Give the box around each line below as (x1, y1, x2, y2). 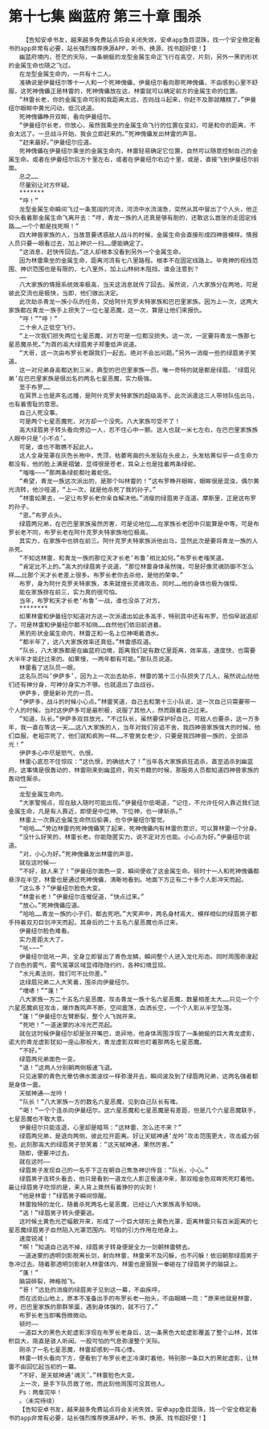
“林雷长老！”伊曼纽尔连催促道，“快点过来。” (18, 893, 145, 901)
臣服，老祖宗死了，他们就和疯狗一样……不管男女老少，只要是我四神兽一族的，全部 (14, 732, 243, 740)
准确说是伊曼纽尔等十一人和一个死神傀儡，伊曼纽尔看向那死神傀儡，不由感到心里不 (18, 78, 253, 87)
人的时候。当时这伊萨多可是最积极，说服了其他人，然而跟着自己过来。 (14, 706, 212, 714)
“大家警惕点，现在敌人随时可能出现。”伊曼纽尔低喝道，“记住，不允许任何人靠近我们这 (18, 799, 260, 807)
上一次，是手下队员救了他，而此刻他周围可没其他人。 (18, 1380, 169, 1388)
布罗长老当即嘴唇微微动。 (18, 1312, 92, 1320)
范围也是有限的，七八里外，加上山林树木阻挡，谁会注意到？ (31, 265, 200, 273)
